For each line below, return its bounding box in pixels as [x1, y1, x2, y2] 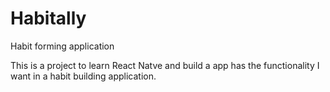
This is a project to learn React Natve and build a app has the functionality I [10, 59, 320, 71]
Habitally [10, 7, 87, 30]
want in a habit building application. [10, 70, 157, 82]
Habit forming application [10, 40, 115, 52]
